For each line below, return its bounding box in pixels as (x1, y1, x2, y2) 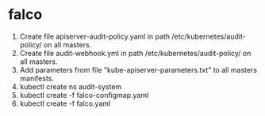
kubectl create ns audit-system (19, 81, 122, 92)
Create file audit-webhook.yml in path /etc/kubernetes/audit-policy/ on (19, 48, 252, 58)
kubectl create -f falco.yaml (19, 99, 111, 108)
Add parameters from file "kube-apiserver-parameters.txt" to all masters (19, 65, 258, 74)
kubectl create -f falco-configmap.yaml (19, 90, 149, 99)
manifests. (19, 73, 54, 83)
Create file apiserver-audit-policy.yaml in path (19, 32, 171, 41)
